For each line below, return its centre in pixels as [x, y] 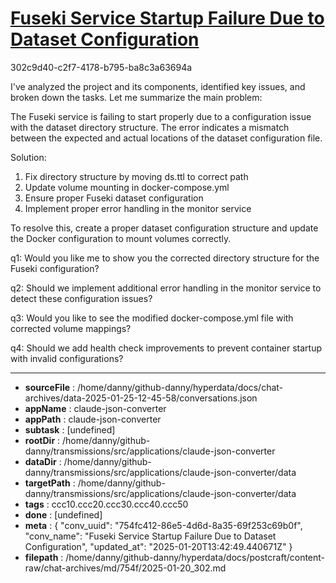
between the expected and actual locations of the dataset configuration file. [166, 138]
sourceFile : [50, 387]
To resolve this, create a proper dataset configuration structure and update [164, 228]
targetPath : [50, 483]
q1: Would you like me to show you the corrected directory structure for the [165, 258]
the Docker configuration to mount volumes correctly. [121, 238]
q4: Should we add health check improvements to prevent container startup [166, 348]
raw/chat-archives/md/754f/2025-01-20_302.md [125, 568]
